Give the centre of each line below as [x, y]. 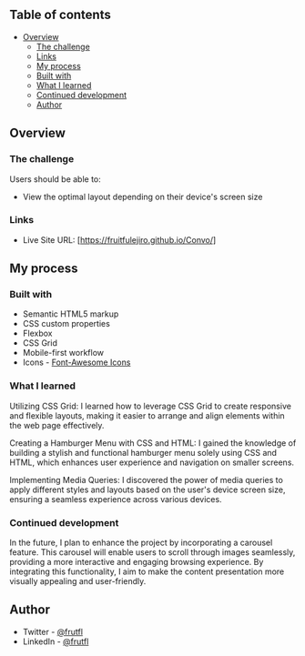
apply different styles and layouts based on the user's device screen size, [147, 489]
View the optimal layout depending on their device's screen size [142, 197]
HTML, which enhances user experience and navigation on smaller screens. [152, 462]
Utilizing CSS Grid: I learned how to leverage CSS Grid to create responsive [150, 406]
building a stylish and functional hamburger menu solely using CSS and [143, 452]
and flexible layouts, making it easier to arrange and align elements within [147, 415]
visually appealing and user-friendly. [78, 581]
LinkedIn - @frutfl [56, 641]
